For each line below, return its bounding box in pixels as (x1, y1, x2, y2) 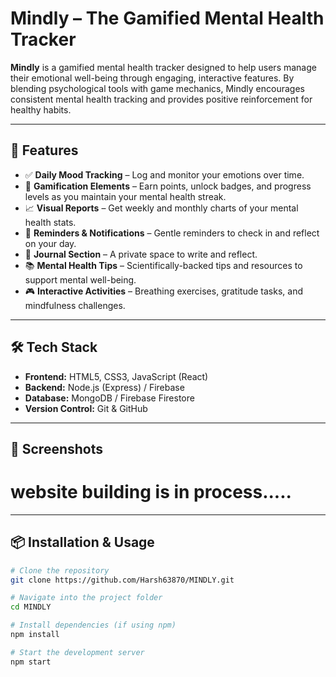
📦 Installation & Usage (10, 534, 155, 551)
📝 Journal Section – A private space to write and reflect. (24, 248, 258, 260)
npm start (10, 657, 52, 667)
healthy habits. (10, 103, 72, 116)
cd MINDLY (10, 602, 52, 612)
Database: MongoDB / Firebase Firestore (24, 392, 195, 404)
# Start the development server (10, 647, 145, 657)
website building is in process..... (10, 481, 292, 504)
